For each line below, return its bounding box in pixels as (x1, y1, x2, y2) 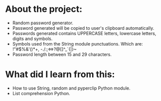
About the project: (5, 3, 82, 15)
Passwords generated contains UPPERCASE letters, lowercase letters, (12, 30, 157, 36)
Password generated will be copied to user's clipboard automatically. (12, 25, 155, 31)
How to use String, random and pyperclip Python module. (12, 85, 131, 91)
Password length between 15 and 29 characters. (12, 51, 112, 57)
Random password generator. (12, 20, 74, 26)
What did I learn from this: (5, 69, 115, 80)
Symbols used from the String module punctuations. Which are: (12, 41, 143, 47)
